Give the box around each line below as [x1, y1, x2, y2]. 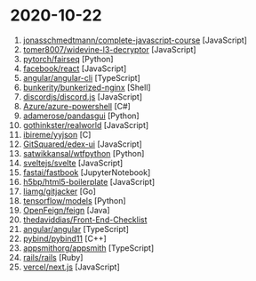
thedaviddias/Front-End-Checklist [22, 214, 148, 225]
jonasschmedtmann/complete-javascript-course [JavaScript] [22, 35, 248, 45]
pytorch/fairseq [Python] [22, 53, 114, 64]
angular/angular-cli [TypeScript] [22, 72, 140, 83]
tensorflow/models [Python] [22, 195, 127, 205]
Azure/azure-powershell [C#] [22, 100, 132, 111]
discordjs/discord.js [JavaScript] [22, 91, 143, 102]
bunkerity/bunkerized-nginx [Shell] [22, 82, 151, 92]
